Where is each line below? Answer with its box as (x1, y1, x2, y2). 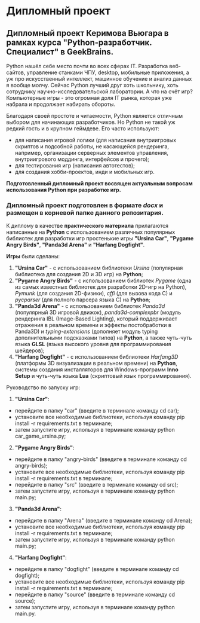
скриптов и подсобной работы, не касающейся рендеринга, (14, 143, 169, 150)
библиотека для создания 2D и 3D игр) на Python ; (14, 271, 143, 278)
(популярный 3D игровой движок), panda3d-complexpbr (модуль (14, 309, 181, 316)
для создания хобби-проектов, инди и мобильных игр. (14, 169, 155, 175)
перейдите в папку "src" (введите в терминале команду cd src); (14, 481, 179, 488)
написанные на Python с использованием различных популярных (6, 228, 176, 236)
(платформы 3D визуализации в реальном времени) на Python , (14, 360, 178, 367)
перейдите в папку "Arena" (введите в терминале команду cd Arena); (14, 517, 193, 524)
